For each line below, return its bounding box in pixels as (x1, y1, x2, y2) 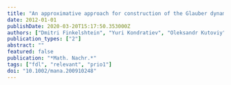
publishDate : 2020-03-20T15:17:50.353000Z (7, 23, 131, 29)
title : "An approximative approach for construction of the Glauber (7, 10, 208, 17)
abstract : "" (7, 42, 45, 49)
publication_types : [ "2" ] (7, 36, 81, 42)
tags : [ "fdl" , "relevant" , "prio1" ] (7, 61, 112, 68)
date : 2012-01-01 (7, 16, 57, 23)
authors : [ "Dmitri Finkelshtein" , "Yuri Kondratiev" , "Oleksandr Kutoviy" (7, 29, 226, 36)
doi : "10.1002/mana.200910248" (7, 67, 97, 74)
